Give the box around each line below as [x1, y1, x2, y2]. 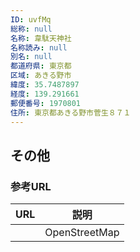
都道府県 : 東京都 [10, 61, 72, 71]
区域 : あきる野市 [10, 71, 72, 81]
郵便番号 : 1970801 [10, 98, 82, 108]
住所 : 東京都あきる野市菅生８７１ [10, 107, 132, 118]
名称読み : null [10, 42, 68, 53]
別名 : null [10, 52, 53, 62]
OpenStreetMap [44, 226, 120, 240]
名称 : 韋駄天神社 [10, 33, 72, 43]
